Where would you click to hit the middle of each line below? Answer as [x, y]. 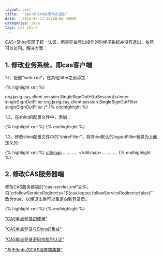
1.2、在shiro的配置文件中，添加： [38, 117]
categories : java [22, 23]
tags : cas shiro [21, 28]
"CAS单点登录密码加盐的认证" [35, 239]
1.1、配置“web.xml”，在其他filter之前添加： [47, 77]
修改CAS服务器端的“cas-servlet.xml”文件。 [48, 187]
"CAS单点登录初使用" [26, 219]
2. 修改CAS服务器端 [35, 174]
